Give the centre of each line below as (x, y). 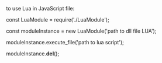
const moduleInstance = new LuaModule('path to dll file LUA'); (81, 31)
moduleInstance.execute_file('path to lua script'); (65, 42)
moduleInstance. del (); (33, 54)
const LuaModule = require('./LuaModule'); (58, 20)
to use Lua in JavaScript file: (40, 8)
